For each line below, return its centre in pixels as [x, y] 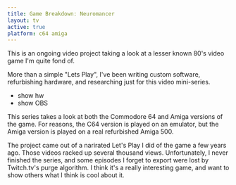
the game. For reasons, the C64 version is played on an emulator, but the [113, 125]
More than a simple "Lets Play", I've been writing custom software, [104, 75]
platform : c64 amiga [38, 33]
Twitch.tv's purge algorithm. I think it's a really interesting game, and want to [118, 168]
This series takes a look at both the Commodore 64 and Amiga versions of [115, 117]
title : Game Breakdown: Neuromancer [61, 14]
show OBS [32, 103]
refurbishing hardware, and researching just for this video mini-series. [109, 82]
